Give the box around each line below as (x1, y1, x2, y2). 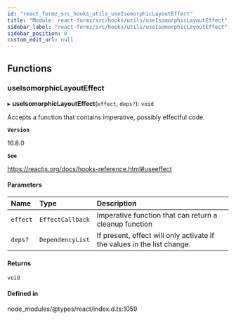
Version (7, 126, 30, 133)
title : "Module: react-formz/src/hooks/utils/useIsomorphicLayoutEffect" (7, 17, 228, 24)
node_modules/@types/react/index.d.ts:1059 (7, 305, 138, 313)
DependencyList (39, 236, 90, 244)
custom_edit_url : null (7, 36, 74, 44)
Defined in (7, 289, 39, 298)
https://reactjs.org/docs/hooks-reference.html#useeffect (7, 164, 172, 173)
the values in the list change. (96, 239, 191, 249)
